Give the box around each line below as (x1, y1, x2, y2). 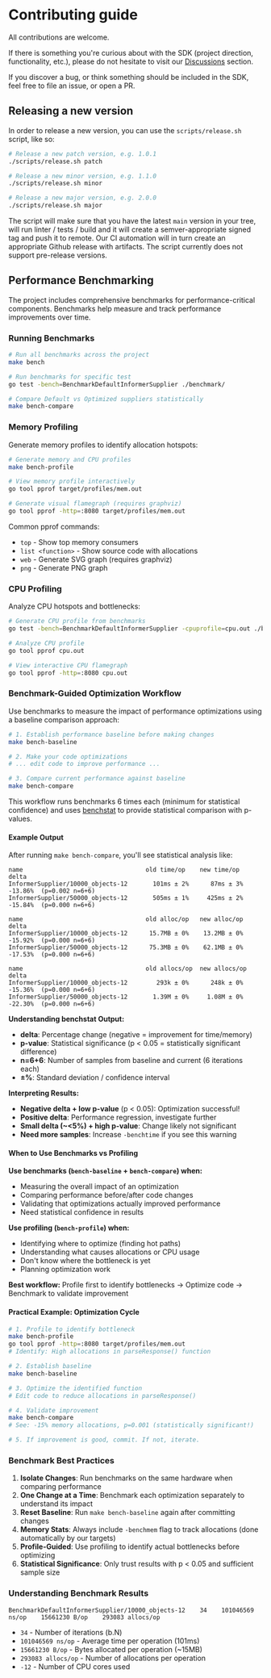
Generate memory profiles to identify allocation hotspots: (8, 440, 198, 450)
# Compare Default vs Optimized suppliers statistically (8, 395, 204, 403)
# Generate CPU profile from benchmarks (8, 617, 147, 626)
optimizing (19, 1550, 56, 1560)
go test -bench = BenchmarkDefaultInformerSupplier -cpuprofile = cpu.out (8, 625, 251, 633)
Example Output (8, 832, 65, 842)
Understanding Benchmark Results (8, 1588, 149, 1599)
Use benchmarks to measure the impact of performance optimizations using (8, 706, 262, 716)
